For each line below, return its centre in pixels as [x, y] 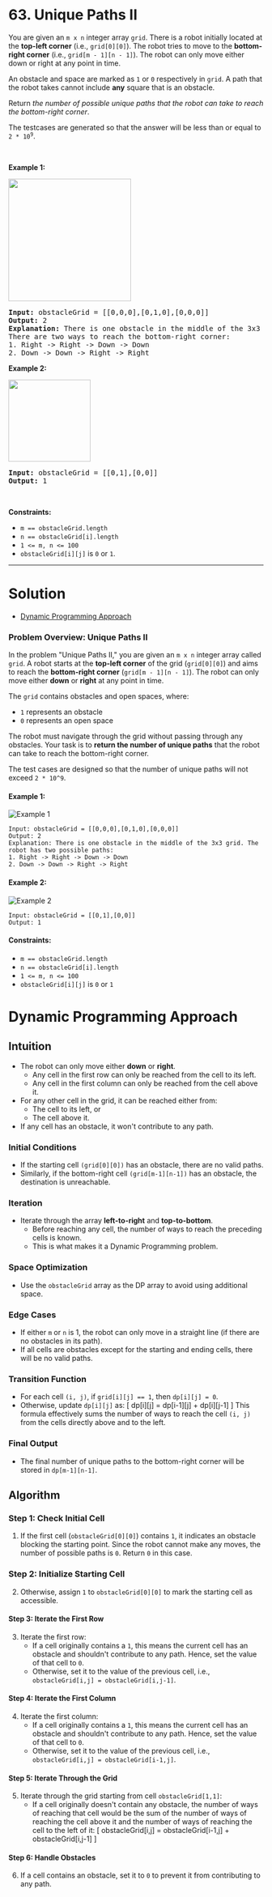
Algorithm [34, 1495]
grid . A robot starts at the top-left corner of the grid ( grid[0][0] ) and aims [134, 664]
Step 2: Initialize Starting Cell [67, 1574]
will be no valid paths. [56, 1358]
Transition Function [47, 1379]
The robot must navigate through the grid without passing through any [125, 736]
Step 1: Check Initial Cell [57, 1518]
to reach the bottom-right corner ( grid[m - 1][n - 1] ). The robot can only [134, 672]
